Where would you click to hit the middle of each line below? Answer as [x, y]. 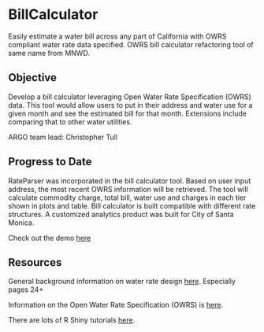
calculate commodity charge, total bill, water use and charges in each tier [127, 197]
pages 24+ [26, 290]
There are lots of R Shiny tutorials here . [72, 320]
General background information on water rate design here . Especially [122, 282]
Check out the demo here [50, 238]
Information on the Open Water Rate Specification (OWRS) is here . [115, 305]
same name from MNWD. [49, 53]
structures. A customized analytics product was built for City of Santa [121, 214]
